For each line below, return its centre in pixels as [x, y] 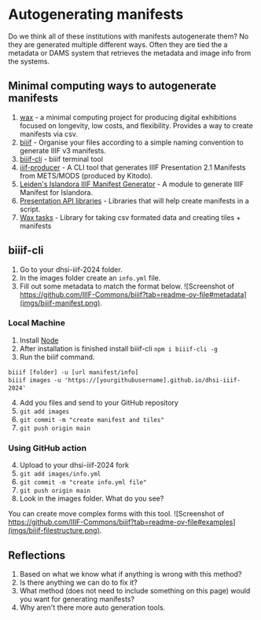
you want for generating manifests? [77, 599]
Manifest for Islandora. [56, 192]
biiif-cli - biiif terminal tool [61, 159]
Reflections [37, 555]
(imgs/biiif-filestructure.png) [54, 530]
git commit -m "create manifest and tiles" [92, 420]
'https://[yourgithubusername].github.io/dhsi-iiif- [153, 380]
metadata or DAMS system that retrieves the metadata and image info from [130, 53]
